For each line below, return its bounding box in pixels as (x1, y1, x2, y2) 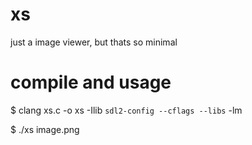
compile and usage (10, 71, 172, 94)
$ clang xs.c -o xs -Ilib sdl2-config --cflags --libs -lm (10, 104, 243, 116)
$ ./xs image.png (10, 123, 80, 135)
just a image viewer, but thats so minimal (10, 36, 178, 48)
